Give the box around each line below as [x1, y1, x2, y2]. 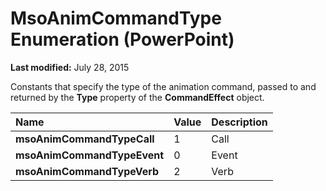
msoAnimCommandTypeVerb [15, 164, 160, 178]
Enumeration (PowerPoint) [10, 28, 235, 51]
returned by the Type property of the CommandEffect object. [10, 91, 265, 103]
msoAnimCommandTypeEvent [15, 148, 165, 162]
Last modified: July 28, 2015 [10, 61, 130, 73]
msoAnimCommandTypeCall [15, 132, 155, 146]
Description [211, 115, 268, 129]
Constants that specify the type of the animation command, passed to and [10, 80, 317, 92]
